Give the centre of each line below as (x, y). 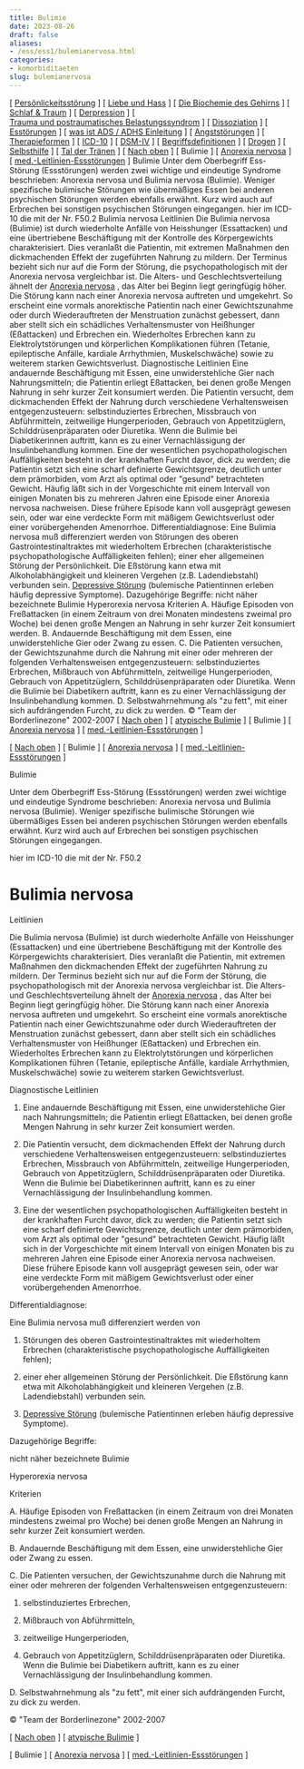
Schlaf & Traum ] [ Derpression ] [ (73, 112)
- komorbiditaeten (44, 69)
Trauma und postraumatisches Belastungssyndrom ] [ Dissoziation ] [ (139, 122)
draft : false (34, 34)
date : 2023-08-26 (42, 26)
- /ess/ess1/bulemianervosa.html (73, 52)
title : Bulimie (38, 18)
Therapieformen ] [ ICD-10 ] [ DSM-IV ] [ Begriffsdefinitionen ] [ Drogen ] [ (148, 141)
